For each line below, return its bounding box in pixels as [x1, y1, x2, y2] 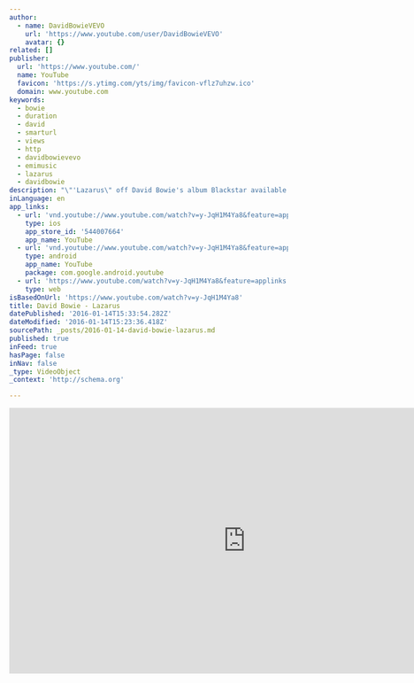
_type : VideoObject [9, 367, 81, 376]
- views [17, 136, 46, 145]
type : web [25, 284, 62, 293]
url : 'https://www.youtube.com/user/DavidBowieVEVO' [25, 29, 224, 38]
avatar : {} [25, 37, 65, 47]
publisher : [9, 54, 50, 63]
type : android [25, 252, 77, 261]
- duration [17, 112, 57, 120]
